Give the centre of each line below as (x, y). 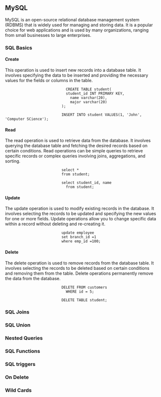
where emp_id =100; (81, 241)
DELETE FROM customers (84, 287)
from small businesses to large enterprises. (48, 35)
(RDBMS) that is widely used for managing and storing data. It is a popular (79, 25)
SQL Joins (17, 312)
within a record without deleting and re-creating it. (55, 224)
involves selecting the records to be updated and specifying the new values (80, 214)
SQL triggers (20, 364)
